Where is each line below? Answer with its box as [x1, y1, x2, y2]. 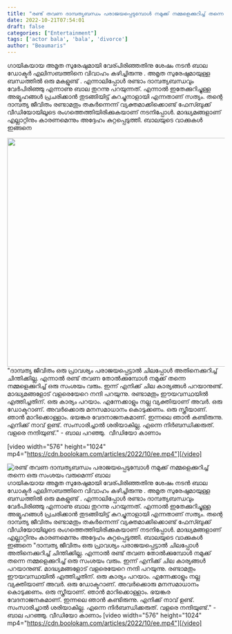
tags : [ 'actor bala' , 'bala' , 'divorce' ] [7, 36, 128, 43]
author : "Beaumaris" [7, 42, 67, 49]
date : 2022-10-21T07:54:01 [7, 17, 85, 24]
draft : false [7, 23, 45, 30]
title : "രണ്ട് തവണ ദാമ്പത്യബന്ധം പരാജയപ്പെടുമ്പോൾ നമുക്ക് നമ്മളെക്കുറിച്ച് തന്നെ [7, 10, 224, 17]
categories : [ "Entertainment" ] [7, 29, 97, 37]
